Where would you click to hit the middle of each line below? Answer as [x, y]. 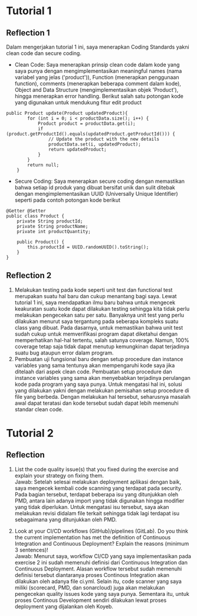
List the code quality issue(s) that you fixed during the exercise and [96, 469]
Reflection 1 [28, 33]
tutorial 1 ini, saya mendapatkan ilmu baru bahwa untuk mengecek [95, 302]
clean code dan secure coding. [44, 53]
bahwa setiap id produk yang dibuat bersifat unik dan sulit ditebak [95, 187]
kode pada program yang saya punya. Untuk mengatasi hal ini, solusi [98, 384]
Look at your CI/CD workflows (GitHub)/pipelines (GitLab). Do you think [101, 531]
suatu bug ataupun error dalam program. [64, 353]
